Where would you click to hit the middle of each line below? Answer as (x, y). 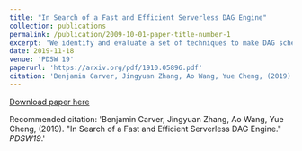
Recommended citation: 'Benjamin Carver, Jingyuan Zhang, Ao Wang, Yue (147, 119)
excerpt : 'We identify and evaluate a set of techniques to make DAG (142, 43)
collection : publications (58, 26)
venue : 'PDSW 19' (42, 59)
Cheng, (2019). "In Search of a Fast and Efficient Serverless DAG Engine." (145, 129)
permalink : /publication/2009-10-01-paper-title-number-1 (120, 34)
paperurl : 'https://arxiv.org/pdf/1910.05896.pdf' (106, 68)
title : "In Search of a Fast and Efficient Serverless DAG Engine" (138, 18)
